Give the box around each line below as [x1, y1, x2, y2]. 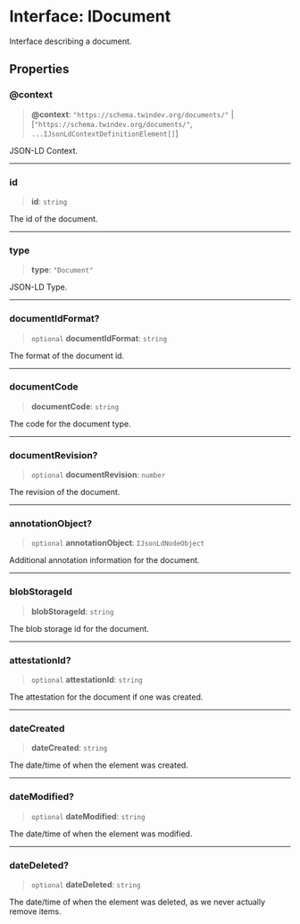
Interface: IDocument [9, 6, 171, 27]
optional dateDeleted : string [30, 878, 141, 890]
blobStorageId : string [30, 606, 114, 617]
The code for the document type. [9, 418, 131, 429]
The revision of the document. [9, 487, 121, 498]
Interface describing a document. [9, 36, 132, 46]
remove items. [9, 905, 62, 917]
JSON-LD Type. [9, 281, 68, 292]
